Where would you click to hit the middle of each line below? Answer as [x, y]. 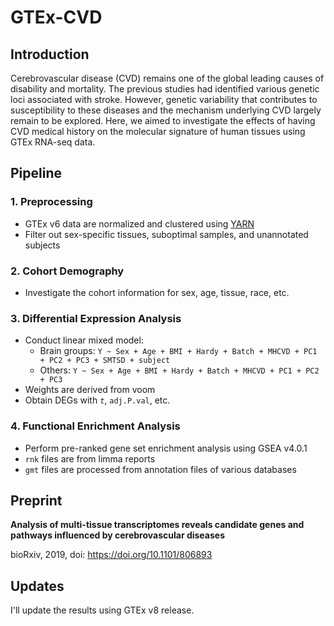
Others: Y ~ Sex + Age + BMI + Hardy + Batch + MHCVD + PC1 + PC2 [179, 370]
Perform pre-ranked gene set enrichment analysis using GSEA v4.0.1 [166, 448]
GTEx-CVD [56, 17]
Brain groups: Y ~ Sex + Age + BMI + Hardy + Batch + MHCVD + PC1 [178, 351]
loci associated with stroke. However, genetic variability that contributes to [164, 99]
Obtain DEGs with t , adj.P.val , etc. [97, 400]
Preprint [36, 500]
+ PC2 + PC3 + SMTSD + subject [105, 361]
